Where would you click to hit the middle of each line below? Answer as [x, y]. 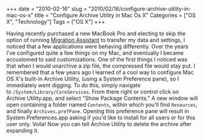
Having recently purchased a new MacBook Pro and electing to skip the [96, 33]
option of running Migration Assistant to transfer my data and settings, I [96, 40]
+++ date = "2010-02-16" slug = [47, 9]
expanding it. [23, 131]
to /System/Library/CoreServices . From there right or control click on [93, 92]
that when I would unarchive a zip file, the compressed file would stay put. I [101, 66]
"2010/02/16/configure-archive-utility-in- [140, 9]
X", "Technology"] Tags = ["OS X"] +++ [56, 22]
